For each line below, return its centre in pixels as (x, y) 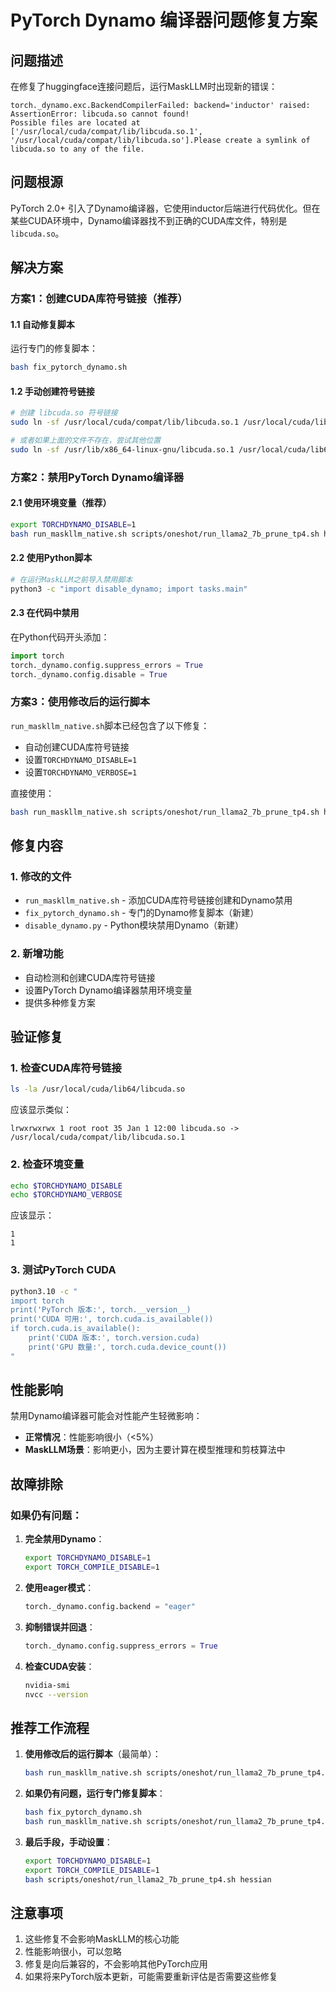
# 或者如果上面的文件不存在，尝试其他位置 (86, 441)
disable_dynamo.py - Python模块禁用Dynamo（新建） (134, 925)
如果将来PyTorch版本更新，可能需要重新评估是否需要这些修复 (151, 1977)
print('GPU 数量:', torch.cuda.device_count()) (127, 1347)
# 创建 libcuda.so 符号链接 (64, 413)
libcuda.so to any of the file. (77, 149)
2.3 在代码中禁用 (45, 613)
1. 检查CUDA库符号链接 (66, 1068)
